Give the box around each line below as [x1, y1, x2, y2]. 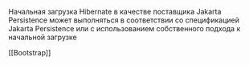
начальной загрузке [8, 32, 78, 42]
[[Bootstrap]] [8, 48, 51, 57]
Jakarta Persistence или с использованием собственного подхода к [8, 24, 241, 33]
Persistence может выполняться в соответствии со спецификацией [8, 15, 239, 25]
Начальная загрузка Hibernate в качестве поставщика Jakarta [8, 7, 222, 16]
